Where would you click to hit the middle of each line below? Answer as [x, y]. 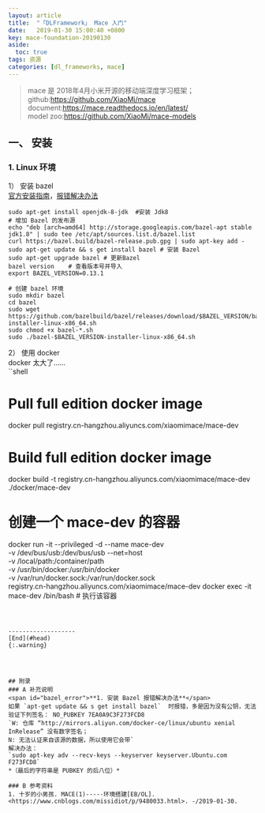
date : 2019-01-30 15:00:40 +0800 [67, 30]
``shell [18, 371]
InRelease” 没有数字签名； [48, 732]
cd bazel [22, 303]
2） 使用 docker [34, 353]
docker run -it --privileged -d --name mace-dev [86, 544]
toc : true [31, 52]
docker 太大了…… [37, 363]
